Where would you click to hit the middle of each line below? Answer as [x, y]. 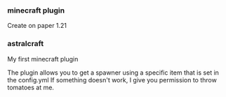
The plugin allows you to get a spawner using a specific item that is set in [113, 73]
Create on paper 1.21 [37, 26]
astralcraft [26, 44]
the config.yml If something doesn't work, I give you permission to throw [112, 80]
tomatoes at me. [31, 87]
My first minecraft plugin [43, 59]
